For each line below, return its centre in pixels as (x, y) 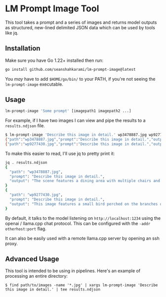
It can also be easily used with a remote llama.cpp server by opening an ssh (82, 238)
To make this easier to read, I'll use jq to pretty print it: (60, 153)
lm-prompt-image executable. (34, 84)
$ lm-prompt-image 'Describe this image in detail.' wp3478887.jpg (76, 135)
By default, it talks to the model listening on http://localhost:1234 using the (83, 218)
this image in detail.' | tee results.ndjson (53, 290)
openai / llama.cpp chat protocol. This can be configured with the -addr (78, 223)
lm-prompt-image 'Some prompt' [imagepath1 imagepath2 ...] (68, 111)
